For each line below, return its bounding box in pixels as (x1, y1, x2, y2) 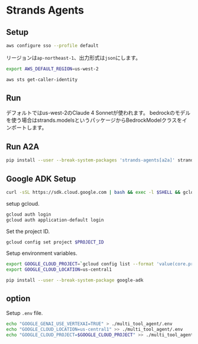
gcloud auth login (6, 211, 51, 218)
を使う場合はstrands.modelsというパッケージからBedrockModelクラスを (6, 116, 183, 124)
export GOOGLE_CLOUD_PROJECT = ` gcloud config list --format (6, 261, 154, 267)
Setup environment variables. (6, 249, 78, 257)
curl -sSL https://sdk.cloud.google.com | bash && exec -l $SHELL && (6, 189, 181, 195)
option (6, 294, 31, 304)
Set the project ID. (6, 228, 50, 235)
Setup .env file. (6, 309, 43, 316)
